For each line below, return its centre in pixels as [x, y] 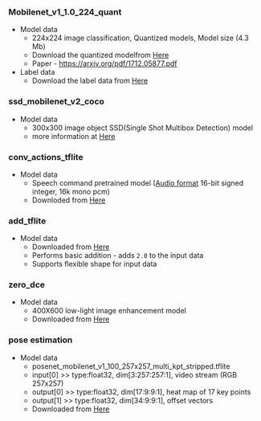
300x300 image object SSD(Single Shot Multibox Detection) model [143, 128]
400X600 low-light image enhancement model [109, 311]
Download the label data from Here [90, 81]
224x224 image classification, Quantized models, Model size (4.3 [140, 38]
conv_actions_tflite [46, 157]
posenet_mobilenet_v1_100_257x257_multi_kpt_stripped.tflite [131, 366]
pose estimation [41, 340]
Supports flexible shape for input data [94, 264]
